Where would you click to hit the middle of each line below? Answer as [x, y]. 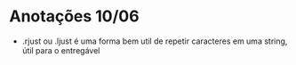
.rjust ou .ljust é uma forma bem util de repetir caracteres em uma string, [155, 41]
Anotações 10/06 [74, 16]
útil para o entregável [61, 50]
